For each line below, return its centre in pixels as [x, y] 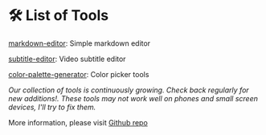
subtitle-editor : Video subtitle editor [67, 59]
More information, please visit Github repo [78, 122]
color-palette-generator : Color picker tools [79, 74]
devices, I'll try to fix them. [52, 107]
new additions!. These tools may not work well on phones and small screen [133, 98]
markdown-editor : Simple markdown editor [80, 43]
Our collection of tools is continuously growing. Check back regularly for [129, 90]
